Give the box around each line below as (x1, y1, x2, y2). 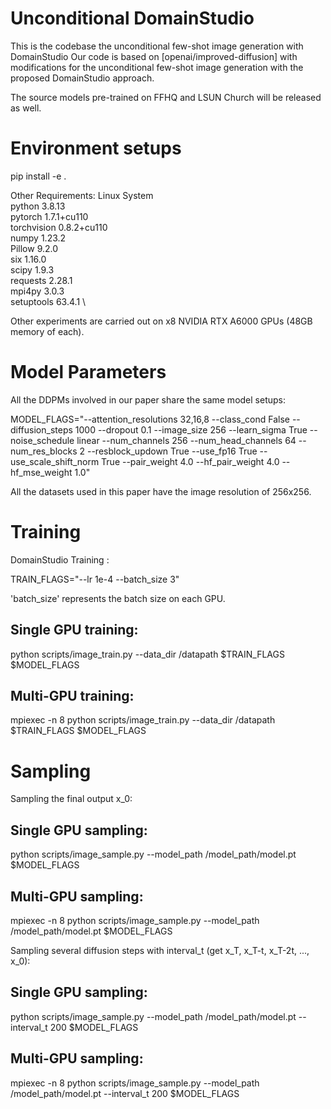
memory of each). (10, 325, 85, 337)
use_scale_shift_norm (10, 455, 100, 467)
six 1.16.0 (10, 253, 47, 265)
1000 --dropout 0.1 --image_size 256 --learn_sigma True (74, 423, 308, 436)
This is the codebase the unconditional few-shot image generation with (10, 40, 304, 52)
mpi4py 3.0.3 (10, 285, 65, 297)
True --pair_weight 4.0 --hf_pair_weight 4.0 (101, 455, 280, 467)
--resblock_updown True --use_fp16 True (86, 445, 258, 457)
